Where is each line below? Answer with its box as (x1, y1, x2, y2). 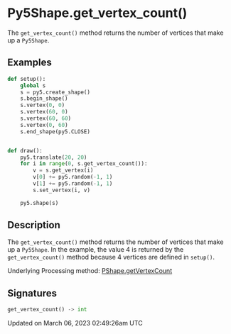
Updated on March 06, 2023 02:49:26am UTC (7, 319, 144, 328)
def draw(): (7, 147, 43, 154)
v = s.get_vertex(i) (33, 167, 94, 174)
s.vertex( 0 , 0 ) (20, 101, 65, 109)
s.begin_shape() (20, 95, 69, 102)
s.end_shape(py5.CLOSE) (20, 128, 91, 135)
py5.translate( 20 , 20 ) (20, 154, 87, 161)
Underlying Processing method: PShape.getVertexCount (7, 267, 173, 275)
